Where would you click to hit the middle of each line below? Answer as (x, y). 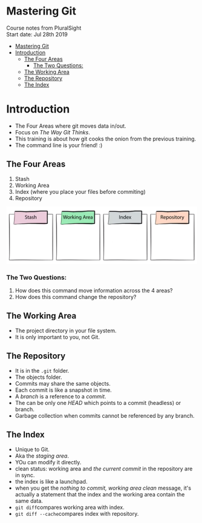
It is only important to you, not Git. (57, 337)
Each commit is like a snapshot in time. (63, 390)
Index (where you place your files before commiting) (80, 191)
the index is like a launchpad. (51, 481)
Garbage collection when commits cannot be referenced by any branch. (105, 415)
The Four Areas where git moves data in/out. (70, 126)
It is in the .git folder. (42, 370)
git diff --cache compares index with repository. (77, 513)
